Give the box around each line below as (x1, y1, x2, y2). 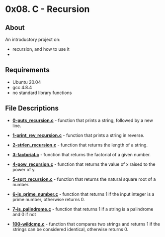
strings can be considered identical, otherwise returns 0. (12, 226, 129, 232)
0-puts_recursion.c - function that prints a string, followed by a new (12, 117, 153, 123)
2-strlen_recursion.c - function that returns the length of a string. (12, 142, 148, 148)
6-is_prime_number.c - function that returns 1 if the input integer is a (12, 191, 155, 197)
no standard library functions (12, 90, 72, 96)
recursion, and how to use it (12, 46, 70, 52)
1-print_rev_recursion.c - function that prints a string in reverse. (12, 132, 145, 138)
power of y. (12, 166, 36, 172)
